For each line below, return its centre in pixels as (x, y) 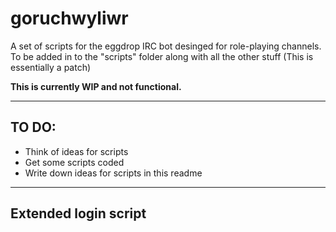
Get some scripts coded (74, 162)
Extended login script (78, 213)
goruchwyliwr (69, 18)
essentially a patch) (51, 67)
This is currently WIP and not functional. (96, 86)
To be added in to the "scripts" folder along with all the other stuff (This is (162, 56)
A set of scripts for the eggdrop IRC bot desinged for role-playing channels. (166, 46)
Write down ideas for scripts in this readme (113, 173)
